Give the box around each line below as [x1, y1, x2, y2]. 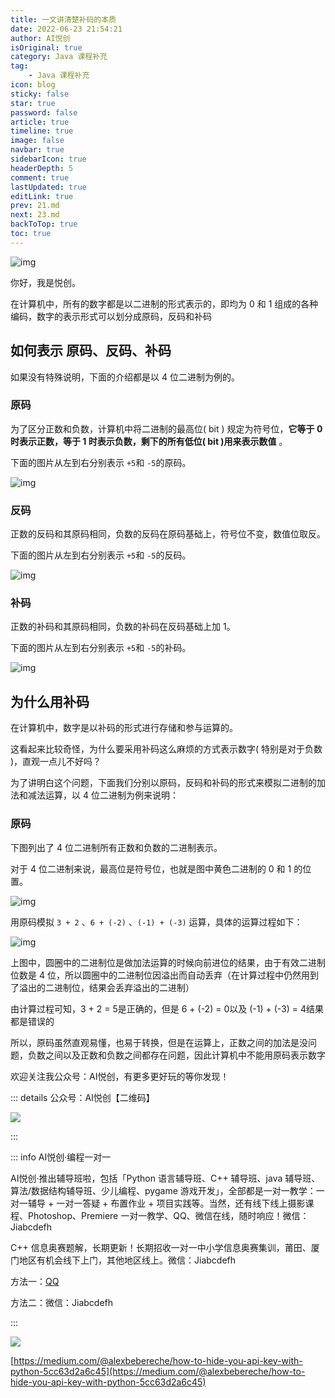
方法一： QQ [10, 1275, 60, 1287]
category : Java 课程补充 [10, 52, 108, 62]
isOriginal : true [10, 42, 83, 53]
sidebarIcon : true [10, 154, 87, 164]
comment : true [10, 172, 70, 183]
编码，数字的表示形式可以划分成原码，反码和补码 [10, 310, 212, 322]
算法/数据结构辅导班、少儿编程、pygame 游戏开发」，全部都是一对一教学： [10, 1184, 317, 1196]
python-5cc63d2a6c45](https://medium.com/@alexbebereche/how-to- [10, 1365, 306, 1377]
